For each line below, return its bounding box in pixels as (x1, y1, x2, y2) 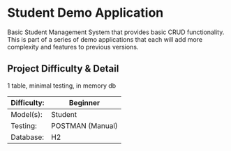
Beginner (68, 97, 100, 107)
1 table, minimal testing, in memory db (7, 81, 117, 90)
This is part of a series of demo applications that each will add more (7, 35, 203, 43)
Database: (10, 132, 44, 142)
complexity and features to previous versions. (7, 42, 139, 51)
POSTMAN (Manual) (51, 120, 119, 130)
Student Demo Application (7, 5, 164, 21)
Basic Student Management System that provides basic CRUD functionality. (7, 28, 225, 36)
